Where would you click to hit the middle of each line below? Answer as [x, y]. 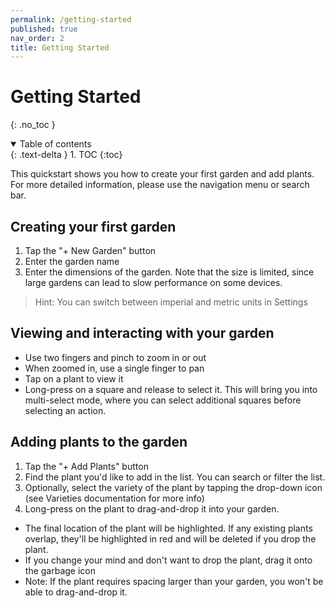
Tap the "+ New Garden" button [90, 250]
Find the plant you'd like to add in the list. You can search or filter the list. [175, 477]
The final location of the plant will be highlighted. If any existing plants [168, 528]
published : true [44, 29]
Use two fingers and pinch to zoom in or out [115, 357]
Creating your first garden [93, 226]
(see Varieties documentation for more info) [114, 498]
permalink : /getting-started [71, 19]
